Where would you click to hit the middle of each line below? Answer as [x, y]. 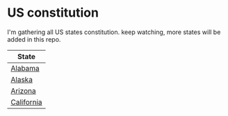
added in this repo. [34, 39]
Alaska [22, 79]
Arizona [23, 90]
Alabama [25, 68]
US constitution [53, 13]
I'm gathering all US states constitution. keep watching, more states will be [114, 32]
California [27, 102]
